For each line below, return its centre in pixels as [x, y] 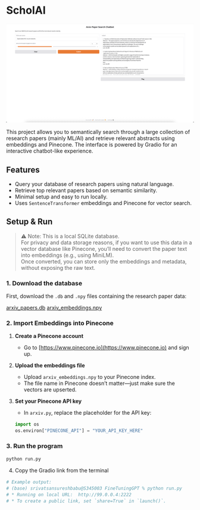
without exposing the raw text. [58, 268]
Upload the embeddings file [50, 366]
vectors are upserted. [50, 390]
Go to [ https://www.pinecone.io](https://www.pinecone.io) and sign [106, 348]
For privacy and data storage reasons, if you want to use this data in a [106, 242]
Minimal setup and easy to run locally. [61, 197]
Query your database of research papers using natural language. [94, 184]
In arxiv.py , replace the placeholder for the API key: [87, 413]
